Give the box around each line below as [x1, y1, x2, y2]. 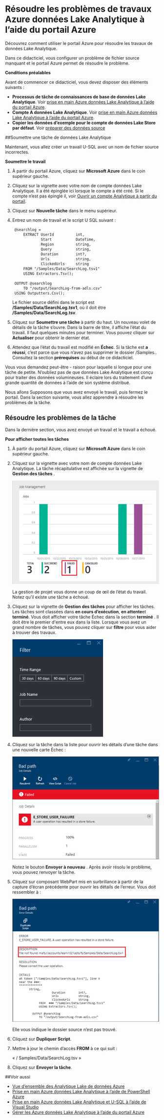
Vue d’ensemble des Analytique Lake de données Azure [12, 1083, 125, 1089]
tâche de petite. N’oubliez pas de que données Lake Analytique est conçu [5, 369, 153, 375]
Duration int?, [41, 252, 87, 257]
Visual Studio [12, 1104, 39, 1110]
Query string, [41, 247, 91, 252]
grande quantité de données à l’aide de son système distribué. [5, 380, 131, 386]
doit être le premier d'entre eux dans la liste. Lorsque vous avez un [12, 619, 146, 625]
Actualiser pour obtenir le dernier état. [12, 335, 90, 341]
